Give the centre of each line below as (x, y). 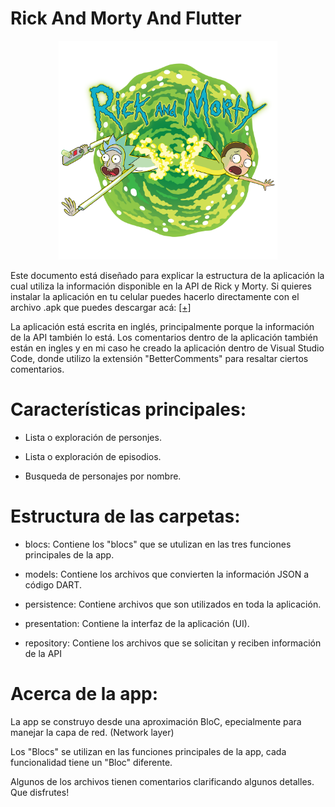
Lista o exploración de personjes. (93, 437)
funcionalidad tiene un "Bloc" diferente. (91, 762)
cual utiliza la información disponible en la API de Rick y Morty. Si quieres (161, 286)
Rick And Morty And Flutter (126, 18)
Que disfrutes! (40, 792)
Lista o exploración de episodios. (93, 456)
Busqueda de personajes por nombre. (103, 476)
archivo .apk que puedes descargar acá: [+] (101, 307)
